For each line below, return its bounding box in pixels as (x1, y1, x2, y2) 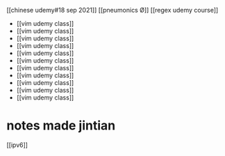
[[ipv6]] (6, 141, 28, 149)
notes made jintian (6, 118, 116, 134)
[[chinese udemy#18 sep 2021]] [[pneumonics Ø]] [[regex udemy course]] (6, 6, 219, 14)
